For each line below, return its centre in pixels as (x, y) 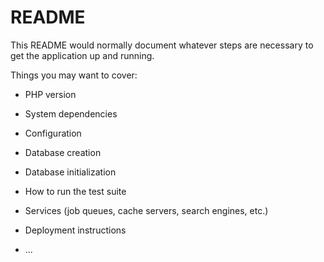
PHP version (50, 94)
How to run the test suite (75, 191)
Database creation (63, 152)
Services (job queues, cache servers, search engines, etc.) (146, 210)
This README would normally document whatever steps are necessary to (162, 45)
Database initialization (70, 172)
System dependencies (71, 113)
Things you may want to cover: (74, 75)
